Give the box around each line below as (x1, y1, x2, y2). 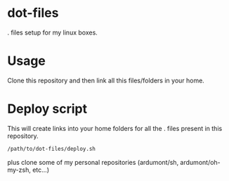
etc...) (32, 166, 49, 174)
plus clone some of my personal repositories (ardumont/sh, (7, 158, 179, 166)
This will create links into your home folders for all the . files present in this (7, 124, 223, 132)
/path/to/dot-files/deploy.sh (7, 145, 96, 152)
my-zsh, (7, 166, 32, 174)
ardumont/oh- (180, 158, 221, 166)
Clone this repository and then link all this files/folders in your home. (7, 76, 205, 85)
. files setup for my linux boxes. (7, 28, 98, 37)
